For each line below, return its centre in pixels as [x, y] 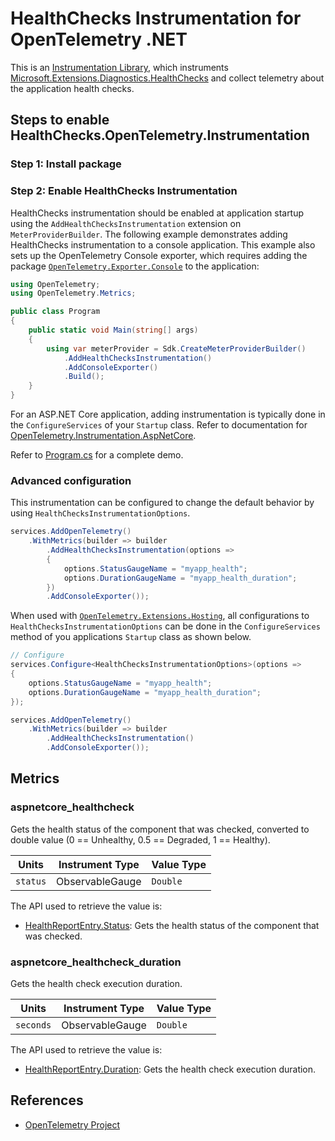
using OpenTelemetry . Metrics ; [73, 293]
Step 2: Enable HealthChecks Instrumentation [124, 191]
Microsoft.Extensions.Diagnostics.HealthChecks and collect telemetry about [167, 78]
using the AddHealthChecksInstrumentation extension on [126, 223]
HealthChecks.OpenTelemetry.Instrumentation [160, 135]
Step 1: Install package [66, 164]
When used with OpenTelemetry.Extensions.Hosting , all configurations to [160, 616]
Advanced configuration [71, 480]
